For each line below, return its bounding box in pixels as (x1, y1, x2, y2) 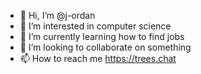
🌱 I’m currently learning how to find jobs (19, 31, 185, 42)
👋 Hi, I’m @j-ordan (19, 10, 96, 21)
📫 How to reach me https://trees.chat (19, 53, 177, 64)
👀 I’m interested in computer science (19, 20, 172, 32)
